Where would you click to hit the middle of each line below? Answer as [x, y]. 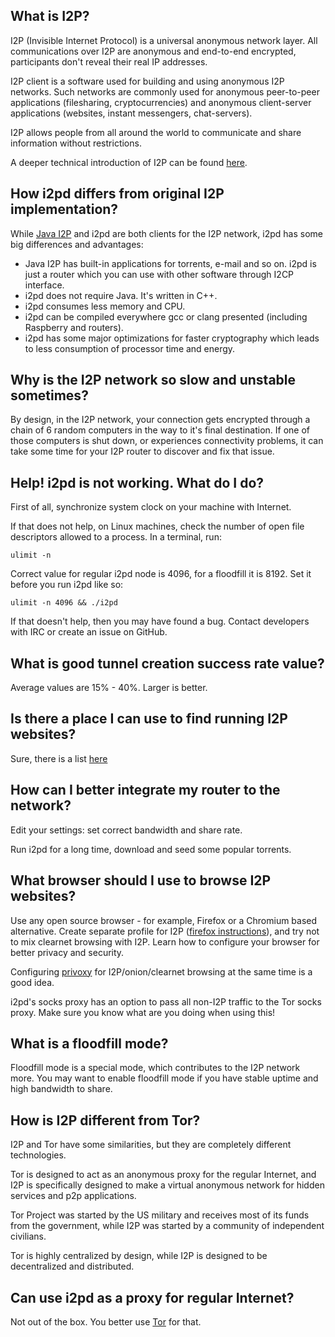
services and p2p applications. [73, 1196]
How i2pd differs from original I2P [117, 194]
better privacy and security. [67, 952]
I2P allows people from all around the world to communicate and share [156, 132]
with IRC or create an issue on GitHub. [89, 632]
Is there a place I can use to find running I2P [149, 719]
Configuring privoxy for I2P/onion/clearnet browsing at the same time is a [161, 971]
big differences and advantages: [77, 244]
